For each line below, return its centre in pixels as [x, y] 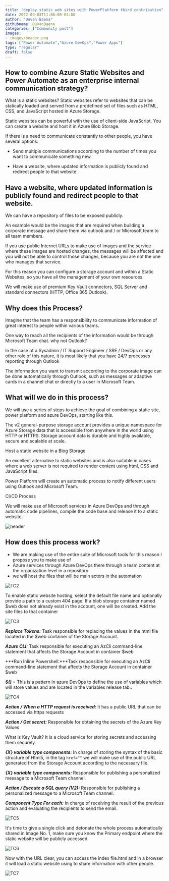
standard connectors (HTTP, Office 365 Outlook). [57, 292]
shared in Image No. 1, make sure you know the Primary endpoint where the [84, 833]
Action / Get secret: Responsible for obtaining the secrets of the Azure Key [83, 722]
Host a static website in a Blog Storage [45, 451]
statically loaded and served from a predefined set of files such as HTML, [82, 106]
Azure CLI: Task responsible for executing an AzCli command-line [74, 646]
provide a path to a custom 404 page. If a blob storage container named [80, 600]
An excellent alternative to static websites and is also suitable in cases [78, 460]
